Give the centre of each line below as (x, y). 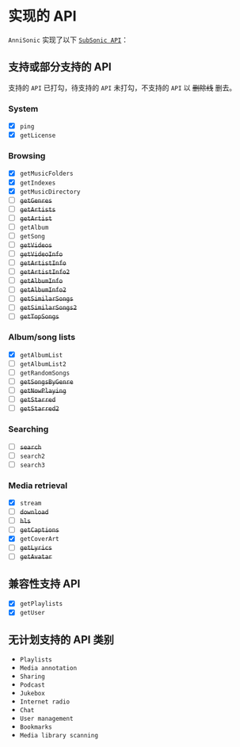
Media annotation (48, 669)
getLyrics (36, 548)
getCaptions (39, 530)
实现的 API (42, 16)
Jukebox (32, 694)
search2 (32, 456)
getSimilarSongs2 (48, 308)
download (34, 513)
